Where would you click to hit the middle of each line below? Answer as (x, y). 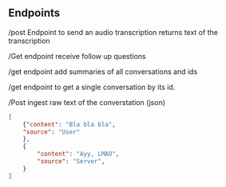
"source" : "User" (52, 132)
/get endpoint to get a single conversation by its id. (92, 87)
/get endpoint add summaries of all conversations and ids (103, 72)
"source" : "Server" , (71, 162)
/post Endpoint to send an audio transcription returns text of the (113, 32)
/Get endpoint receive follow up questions (77, 56)
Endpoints (34, 13)
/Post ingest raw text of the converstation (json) (87, 102)
